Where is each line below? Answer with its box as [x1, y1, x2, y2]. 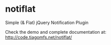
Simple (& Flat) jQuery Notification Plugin [5, 20, 89, 25]
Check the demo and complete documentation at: [5, 29, 107, 35]
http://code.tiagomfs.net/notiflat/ [5, 34, 72, 40]
